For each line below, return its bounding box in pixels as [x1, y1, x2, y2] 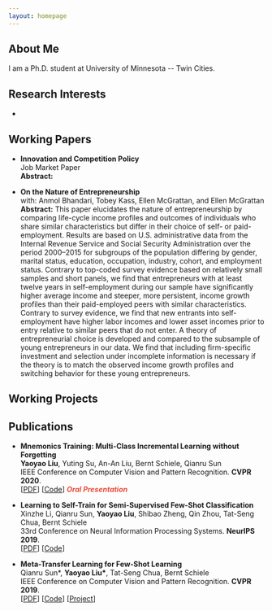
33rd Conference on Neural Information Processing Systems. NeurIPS [19, 526, 256, 536]
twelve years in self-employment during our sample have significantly [19, 282, 254, 292]
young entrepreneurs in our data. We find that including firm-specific [19, 343, 252, 352]
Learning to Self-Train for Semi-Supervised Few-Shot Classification [19, 500, 254, 510]
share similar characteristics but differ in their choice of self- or [19, 221, 232, 232]
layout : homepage [8, 11, 67, 20]
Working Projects [8, 392, 99, 406]
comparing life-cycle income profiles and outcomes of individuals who [19, 213, 257, 223]
